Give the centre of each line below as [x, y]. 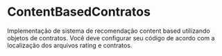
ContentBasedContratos [79, 12]
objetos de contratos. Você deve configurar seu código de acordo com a [111, 38]
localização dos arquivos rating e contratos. [70, 45]
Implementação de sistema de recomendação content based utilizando [109, 31]
